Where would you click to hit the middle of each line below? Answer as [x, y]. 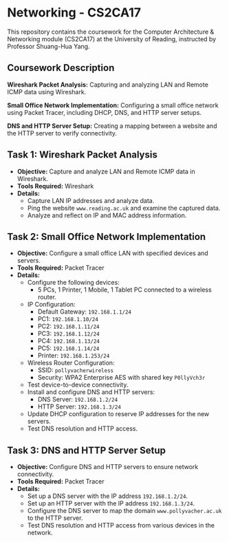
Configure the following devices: [74, 283]
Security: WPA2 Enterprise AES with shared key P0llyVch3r [121, 378]
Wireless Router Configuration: [71, 363]
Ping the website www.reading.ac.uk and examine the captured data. [124, 208]
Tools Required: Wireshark [55, 186]
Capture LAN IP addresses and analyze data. [91, 200]
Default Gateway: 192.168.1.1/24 [85, 312]
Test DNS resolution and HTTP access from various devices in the [121, 525]
